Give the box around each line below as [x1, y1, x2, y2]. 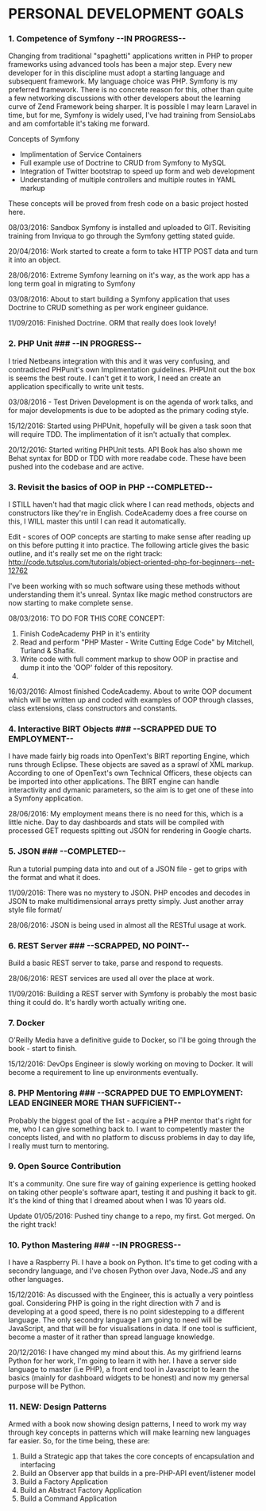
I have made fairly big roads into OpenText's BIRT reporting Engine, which [8, 751, 250, 761]
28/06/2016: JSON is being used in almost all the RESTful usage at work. [8, 920, 247, 929]
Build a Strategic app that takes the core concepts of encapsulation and [19, 1451, 255, 1461]
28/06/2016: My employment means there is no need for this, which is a [8, 809, 244, 819]
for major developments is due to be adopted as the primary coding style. [8, 405, 249, 415]
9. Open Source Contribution [8, 1161, 121, 1172]
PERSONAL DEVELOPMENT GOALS [8, 5, 245, 23]
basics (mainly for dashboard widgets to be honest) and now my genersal [8, 1373, 249, 1383]
